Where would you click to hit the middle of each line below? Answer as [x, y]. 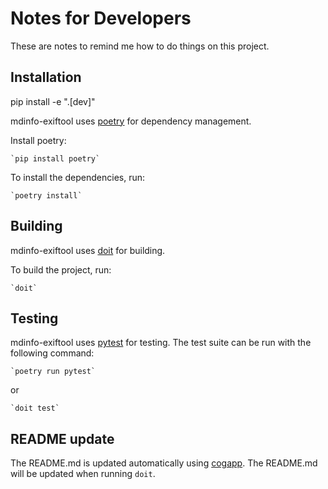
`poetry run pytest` [53, 372]
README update [62, 438]
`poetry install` [46, 195]
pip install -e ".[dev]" [53, 101]
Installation [46, 77]
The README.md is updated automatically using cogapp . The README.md [164, 463]
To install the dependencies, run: [78, 177]
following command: [52, 353]
